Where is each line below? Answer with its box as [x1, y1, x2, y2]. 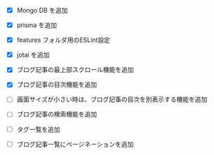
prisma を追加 [16, 21, 58, 29]
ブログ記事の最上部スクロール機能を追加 [16, 66, 134, 74]
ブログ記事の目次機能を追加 [16, 80, 98, 89]
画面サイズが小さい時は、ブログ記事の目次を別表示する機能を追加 [16, 95, 208, 103]
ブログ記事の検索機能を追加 [16, 110, 98, 119]
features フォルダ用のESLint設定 [16, 36, 110, 44]
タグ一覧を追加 [16, 125, 60, 133]
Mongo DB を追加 [16, 6, 68, 14]
